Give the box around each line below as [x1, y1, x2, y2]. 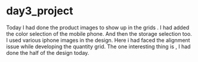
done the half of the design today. [6, 49, 89, 56]
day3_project [6, 4, 73, 18]
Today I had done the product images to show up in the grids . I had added [6, 24, 190, 31]
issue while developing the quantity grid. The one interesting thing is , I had [6, 43, 191, 50]
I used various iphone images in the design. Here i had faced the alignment [6, 36, 190, 44]
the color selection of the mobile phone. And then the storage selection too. [6, 30, 192, 37]
